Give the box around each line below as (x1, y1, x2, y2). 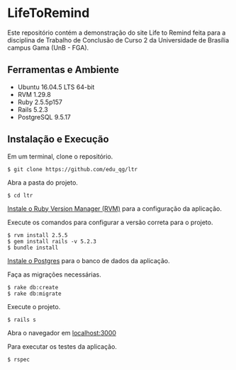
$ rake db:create (7, 284, 59, 291)
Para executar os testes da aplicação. (7, 342, 117, 351)
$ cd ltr (7, 192, 33, 199)
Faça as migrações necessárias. (7, 270, 101, 279)
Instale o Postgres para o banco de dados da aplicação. (7, 256, 170, 265)
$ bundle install (7, 244, 59, 251)
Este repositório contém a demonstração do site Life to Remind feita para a (7, 28, 226, 37)
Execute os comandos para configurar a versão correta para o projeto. (7, 218, 213, 226)
